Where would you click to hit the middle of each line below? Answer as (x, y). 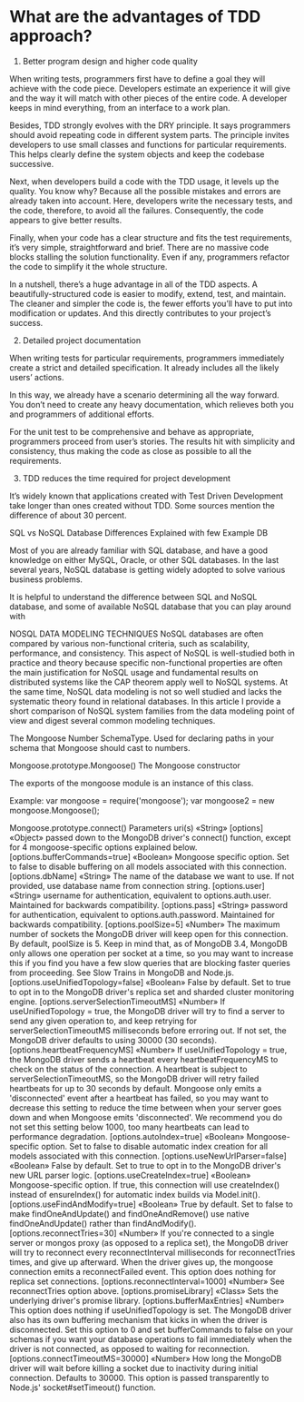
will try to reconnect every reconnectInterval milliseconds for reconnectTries (152, 1252)
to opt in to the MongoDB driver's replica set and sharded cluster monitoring (152, 992)
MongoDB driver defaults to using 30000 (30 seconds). (113, 1040)
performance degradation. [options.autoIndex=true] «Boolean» (127, 1136)
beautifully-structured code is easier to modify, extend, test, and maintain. (148, 293)
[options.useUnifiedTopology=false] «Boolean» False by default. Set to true (150, 982)
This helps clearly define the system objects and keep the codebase (137, 154)
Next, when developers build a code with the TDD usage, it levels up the (144, 181)
